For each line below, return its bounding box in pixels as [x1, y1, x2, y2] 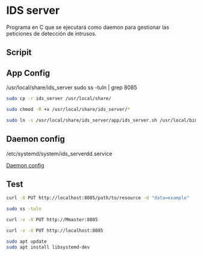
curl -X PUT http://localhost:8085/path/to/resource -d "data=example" [6, 195, 189, 201]
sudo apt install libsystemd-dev [6, 244, 90, 250]
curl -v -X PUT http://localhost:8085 [6, 228, 103, 234]
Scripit [6, 48, 32, 58]
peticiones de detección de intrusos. [6, 30, 97, 37]
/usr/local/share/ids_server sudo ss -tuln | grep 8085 [6, 84, 137, 91]
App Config [6, 67, 50, 78]
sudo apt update [6, 239, 47, 245]
